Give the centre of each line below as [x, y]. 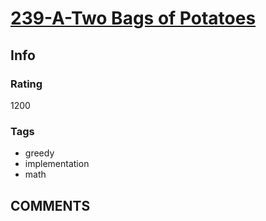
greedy [39, 153]
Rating [26, 84]
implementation [57, 164]
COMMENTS [50, 205]
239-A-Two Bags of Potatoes [133, 18]
